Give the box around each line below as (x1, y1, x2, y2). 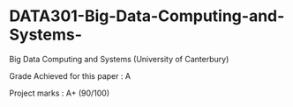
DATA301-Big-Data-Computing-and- (9, 6, 285, 26)
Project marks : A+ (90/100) (9, 88, 110, 98)
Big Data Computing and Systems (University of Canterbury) (9, 53, 229, 64)
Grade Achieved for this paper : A (9, 70, 131, 81)
